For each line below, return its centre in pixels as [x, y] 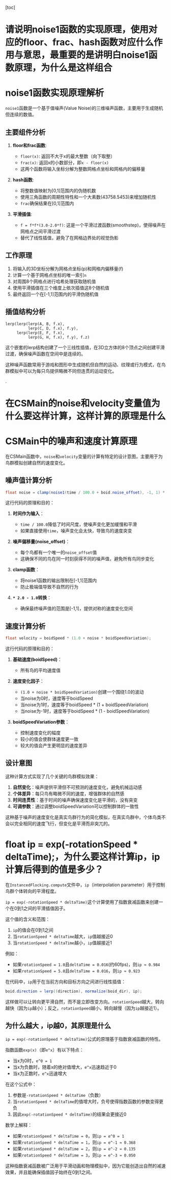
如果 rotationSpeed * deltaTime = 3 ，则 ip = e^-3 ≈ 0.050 [74, 1155]
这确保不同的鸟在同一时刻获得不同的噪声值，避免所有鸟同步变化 [87, 559]
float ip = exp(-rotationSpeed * [72, 845]
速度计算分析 [25, 626]
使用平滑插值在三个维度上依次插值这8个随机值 [61, 288]
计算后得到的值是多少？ [54, 870]
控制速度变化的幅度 [40, 733]
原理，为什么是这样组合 [64, 68]
